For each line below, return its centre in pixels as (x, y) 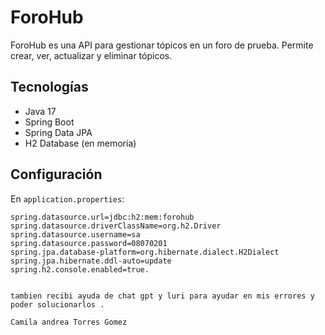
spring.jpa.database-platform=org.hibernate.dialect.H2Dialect (145, 252)
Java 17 (40, 111)
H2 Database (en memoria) (80, 143)
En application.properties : (67, 198)
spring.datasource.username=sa (75, 234)
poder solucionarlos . (57, 304)
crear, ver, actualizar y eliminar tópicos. (91, 55)
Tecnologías (49, 87)
